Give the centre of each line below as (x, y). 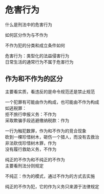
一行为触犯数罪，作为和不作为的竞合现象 (46, 131)
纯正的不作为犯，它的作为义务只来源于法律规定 (52, 186)
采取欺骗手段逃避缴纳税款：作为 (37, 120)
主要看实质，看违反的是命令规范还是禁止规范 (50, 92)
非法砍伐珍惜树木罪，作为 (31, 143)
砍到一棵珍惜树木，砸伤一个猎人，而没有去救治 (52, 137)
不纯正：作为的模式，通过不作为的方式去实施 (50, 176)
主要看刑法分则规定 (24, 166)
